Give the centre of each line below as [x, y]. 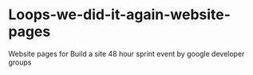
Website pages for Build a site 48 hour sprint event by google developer [126, 53]
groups [20, 62]
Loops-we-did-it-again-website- [120, 15]
